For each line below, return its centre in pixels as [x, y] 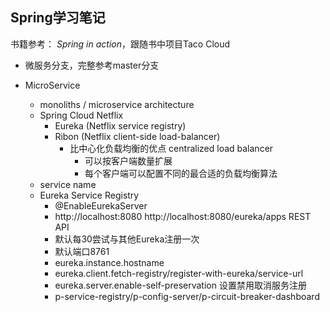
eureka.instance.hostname [109, 262]
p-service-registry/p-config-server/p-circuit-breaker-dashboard [187, 296]
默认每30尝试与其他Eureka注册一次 [127, 239]
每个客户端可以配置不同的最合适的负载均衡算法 [181, 173]
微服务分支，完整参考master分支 [92, 65]
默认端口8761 [82, 251]
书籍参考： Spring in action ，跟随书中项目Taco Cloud [120, 44]
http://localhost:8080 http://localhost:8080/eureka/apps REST [183, 216]
